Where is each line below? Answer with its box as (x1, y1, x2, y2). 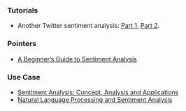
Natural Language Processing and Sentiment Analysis (17, 95, 173, 103)
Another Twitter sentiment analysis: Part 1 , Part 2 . (17, 22, 160, 30)
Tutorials (7, 6, 38, 15)
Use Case (7, 72, 41, 82)
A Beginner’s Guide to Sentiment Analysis (17, 54, 138, 63)
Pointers (7, 39, 37, 49)
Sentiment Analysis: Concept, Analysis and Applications (17, 88, 179, 96)
